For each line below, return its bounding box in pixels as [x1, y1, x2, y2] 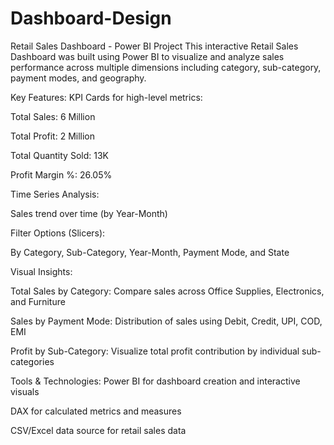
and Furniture [10, 295, 66, 307]
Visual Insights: [10, 265, 73, 277]
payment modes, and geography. [10, 72, 147, 84]
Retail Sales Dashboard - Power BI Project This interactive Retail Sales [10, 40, 299, 52]
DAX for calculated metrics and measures [10, 405, 182, 417]
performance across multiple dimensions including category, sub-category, [10, 61, 322, 73]
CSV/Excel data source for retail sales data [10, 424, 187, 436]
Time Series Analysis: [10, 188, 100, 200]
